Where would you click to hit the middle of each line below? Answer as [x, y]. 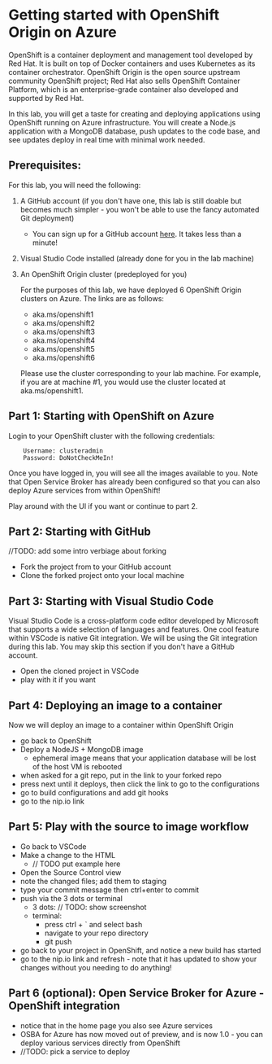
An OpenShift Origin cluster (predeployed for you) [104, 274]
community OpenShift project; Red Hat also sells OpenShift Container [125, 81]
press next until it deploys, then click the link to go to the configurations [140, 784]
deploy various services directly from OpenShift [100, 1043]
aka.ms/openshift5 [63, 348]
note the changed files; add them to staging [93, 881]
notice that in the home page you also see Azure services [117, 1025]
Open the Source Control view [71, 872]
